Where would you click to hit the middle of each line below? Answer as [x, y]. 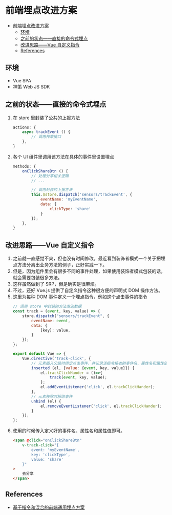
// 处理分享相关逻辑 [50, 176]
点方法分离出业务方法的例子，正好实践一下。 [60, 265]
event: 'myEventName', [56, 450]
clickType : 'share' [70, 209]
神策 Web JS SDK [31, 86]
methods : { [24, 166]
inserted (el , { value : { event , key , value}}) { [83, 368]
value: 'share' [48, 459]
